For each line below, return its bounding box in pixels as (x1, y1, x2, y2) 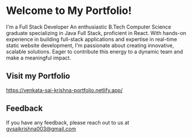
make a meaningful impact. (6, 54, 71, 61)
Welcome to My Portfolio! (6, 4, 132, 17)
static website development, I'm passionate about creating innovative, (6, 42, 174, 49)
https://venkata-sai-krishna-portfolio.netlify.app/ (6, 86, 123, 94)
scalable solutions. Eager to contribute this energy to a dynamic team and (6, 48, 183, 55)
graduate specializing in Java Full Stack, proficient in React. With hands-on (6, 29, 187, 36)
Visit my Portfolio (6, 71, 71, 81)
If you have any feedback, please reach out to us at (6, 119, 130, 126)
